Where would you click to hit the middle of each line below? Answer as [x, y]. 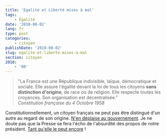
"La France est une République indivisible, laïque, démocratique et [87, 81]
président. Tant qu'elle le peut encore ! [46, 129]
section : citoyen [24, 57]
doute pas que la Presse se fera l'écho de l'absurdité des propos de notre [82, 124]
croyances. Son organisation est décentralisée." [68, 98]
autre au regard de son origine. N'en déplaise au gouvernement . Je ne [79, 118]
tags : [11, 15]
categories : [18, 39]
